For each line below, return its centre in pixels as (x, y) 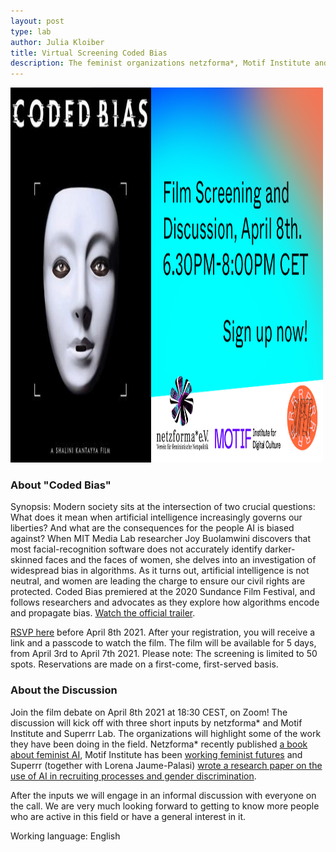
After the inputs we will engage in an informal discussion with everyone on (163, 795)
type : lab (31, 31)
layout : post (37, 21)
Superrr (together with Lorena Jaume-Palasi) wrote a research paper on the (166, 765)
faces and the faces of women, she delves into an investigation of (180, 560)
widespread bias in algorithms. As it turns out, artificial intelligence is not (160, 571)
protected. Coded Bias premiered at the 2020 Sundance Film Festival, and (163, 592)
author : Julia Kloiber (57, 42)
